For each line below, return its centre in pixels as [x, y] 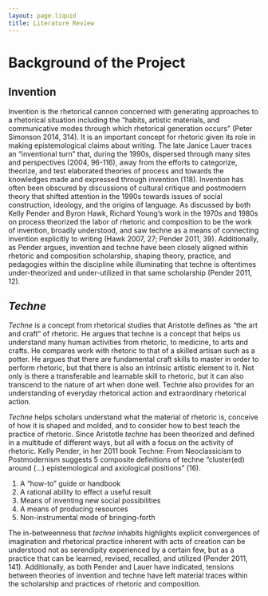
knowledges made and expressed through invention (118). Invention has [126, 179]
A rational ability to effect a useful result [85, 492]
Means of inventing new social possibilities [90, 501]
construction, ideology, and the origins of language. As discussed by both [130, 205]
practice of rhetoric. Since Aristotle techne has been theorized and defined [132, 434]
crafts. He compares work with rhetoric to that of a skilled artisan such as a [132, 351]
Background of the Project [97, 63]
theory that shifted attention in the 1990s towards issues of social [116, 196]
